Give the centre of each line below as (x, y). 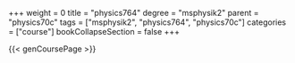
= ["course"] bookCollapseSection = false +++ (94, 31)
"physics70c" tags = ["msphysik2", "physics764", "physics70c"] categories (147, 22)
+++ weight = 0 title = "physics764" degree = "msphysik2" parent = (134, 13)
